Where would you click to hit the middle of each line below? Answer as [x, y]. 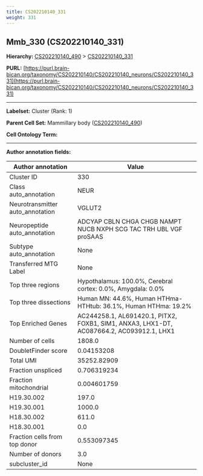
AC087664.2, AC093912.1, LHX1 [126, 331]
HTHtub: [89, 306]
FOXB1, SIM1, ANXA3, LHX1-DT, [125, 324]
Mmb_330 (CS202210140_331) [65, 42]
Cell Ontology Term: [32, 135]
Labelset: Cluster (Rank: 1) [39, 111]
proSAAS [91, 237]
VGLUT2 [90, 208]
